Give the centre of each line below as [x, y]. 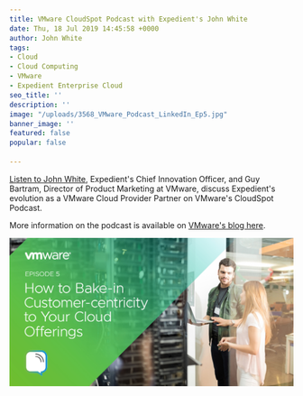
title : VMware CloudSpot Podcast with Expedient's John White [129, 19]
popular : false [38, 143]
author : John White [46, 38]
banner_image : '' [42, 124]
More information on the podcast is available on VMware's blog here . [138, 225]
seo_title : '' [36, 95]
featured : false [40, 134]
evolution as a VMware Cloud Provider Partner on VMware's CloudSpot [142, 198]
